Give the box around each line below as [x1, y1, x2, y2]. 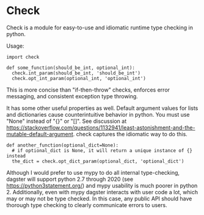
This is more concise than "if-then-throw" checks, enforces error [6, 86, 170, 93]
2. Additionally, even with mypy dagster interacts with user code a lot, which [6, 188, 199, 195]
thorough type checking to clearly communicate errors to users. [6, 201, 167, 208]
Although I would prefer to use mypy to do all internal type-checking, [6, 169, 180, 176]
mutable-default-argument [6, 130, 73, 137]
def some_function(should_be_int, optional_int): [6, 65, 136, 71]
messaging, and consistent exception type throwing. [6, 92, 139, 100]
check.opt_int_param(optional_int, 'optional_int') [12, 75, 147, 81]
